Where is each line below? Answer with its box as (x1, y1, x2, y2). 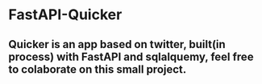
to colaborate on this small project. (8, 62, 187, 76)
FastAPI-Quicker (8, 6, 123, 24)
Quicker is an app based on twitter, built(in (8, 38, 226, 51)
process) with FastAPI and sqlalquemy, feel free (8, 50, 254, 63)
